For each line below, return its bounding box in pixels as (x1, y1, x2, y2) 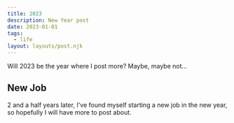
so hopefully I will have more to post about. (7, 108, 132, 116)
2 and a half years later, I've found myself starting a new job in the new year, (7, 101, 228, 109)
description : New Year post (7, 17, 90, 24)
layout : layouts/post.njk (7, 43, 83, 50)
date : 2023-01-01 (7, 23, 58, 30)
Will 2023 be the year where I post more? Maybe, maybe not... (7, 62, 188, 70)
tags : (7, 29, 23, 37)
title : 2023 (7, 10, 42, 17)
